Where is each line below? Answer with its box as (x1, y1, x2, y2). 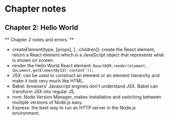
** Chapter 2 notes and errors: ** (5, 36, 74, 43)
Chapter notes (5, 3, 66, 15)
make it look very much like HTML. (12, 78, 85, 84)
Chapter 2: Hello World (5, 23, 78, 32)
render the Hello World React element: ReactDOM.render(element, (12, 63, 148, 68)
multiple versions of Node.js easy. (12, 99, 83, 105)
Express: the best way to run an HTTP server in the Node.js (12, 105, 136, 110)
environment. (12, 110, 40, 116)
